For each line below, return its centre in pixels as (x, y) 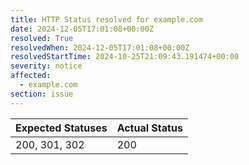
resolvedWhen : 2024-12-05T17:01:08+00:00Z (100, 47)
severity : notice (46, 66)
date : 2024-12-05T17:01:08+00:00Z (82, 29)
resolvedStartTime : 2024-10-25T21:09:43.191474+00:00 (125, 57)
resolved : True (42, 38)
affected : (31, 76)
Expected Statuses (61, 128)
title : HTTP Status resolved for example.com (106, 19)
